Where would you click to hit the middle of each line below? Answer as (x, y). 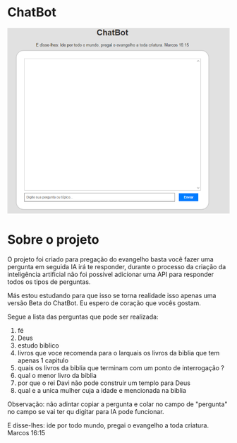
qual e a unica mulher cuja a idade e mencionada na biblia (102, 391)
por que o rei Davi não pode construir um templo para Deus (104, 383)
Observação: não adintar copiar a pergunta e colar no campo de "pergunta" (117, 404)
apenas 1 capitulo (43, 360)
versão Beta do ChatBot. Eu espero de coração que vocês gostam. (104, 303)
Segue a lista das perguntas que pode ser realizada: (83, 317)
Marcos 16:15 (26, 433)
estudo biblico (38, 345)
